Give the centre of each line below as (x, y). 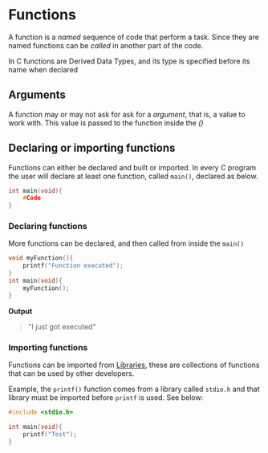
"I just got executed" (62, 326)
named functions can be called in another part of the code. (106, 45)
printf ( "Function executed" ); (73, 266)
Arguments (37, 95)
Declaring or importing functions (92, 148)
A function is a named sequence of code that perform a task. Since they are (134, 37)
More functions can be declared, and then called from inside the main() (126, 243)
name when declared (43, 69)
